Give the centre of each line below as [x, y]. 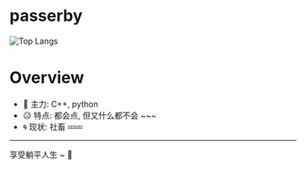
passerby [46, 16]
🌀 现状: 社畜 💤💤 [53, 126]
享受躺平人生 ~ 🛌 [41, 154]
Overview [47, 78]
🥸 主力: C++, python [60, 104]
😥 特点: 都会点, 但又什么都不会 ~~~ [89, 115]
